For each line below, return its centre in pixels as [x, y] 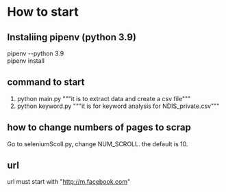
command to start [46, 82]
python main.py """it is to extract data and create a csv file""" [104, 98]
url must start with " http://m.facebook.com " [69, 182]
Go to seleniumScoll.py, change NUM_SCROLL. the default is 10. [98, 143]
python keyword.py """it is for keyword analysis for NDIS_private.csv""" [118, 106]
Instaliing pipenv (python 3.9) [72, 37]
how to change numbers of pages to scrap [99, 127]
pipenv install [26, 61]
